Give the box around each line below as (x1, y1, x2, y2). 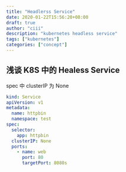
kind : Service (6, 94, 41, 100)
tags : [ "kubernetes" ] (6, 36, 60, 42)
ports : (11, 144, 28, 149)
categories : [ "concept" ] (6, 42, 67, 48)
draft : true (6, 20, 35, 26)
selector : (11, 127, 35, 133)
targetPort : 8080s (21, 160, 67, 166)
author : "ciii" (6, 25, 44, 31)
